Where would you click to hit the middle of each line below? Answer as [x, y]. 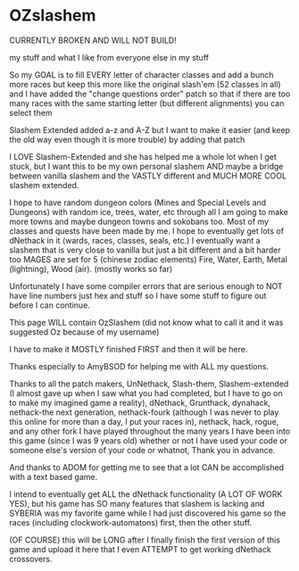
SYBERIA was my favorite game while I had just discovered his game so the [148, 513]
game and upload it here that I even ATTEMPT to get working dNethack [141, 549]
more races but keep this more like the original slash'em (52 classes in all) [145, 84]
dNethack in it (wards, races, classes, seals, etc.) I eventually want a [135, 240]
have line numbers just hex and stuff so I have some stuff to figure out [138, 295]
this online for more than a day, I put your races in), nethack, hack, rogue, [144, 421]
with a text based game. [54, 476]
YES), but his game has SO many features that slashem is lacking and [137, 503]
